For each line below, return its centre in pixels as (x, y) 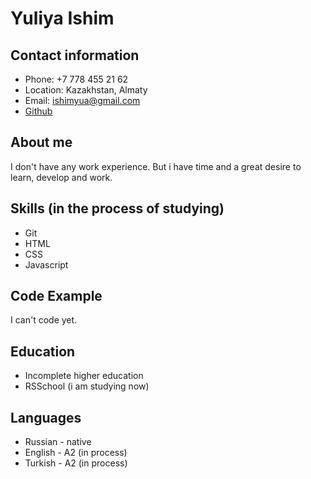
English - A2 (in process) (76, 453)
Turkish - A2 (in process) (76, 463)
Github (38, 111)
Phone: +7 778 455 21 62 (76, 79)
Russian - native (58, 442)
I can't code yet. (44, 320)
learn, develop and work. (61, 177)
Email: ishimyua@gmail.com (82, 100)
